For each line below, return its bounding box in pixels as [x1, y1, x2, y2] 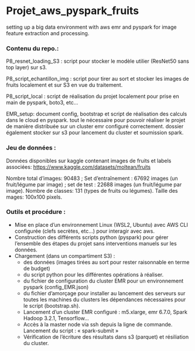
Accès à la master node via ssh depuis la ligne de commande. [23, 321, 173, 328]
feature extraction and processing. [6, 29, 90, 36]
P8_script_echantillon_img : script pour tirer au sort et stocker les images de [6, 75, 189, 83]
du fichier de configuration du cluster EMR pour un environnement [23, 277, 183, 284]
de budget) [23, 265, 51, 272]
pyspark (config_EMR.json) [23, 283, 89, 291]
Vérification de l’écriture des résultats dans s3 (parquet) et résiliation [23, 333, 189, 340]
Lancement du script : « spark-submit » [23, 327, 119, 334]
